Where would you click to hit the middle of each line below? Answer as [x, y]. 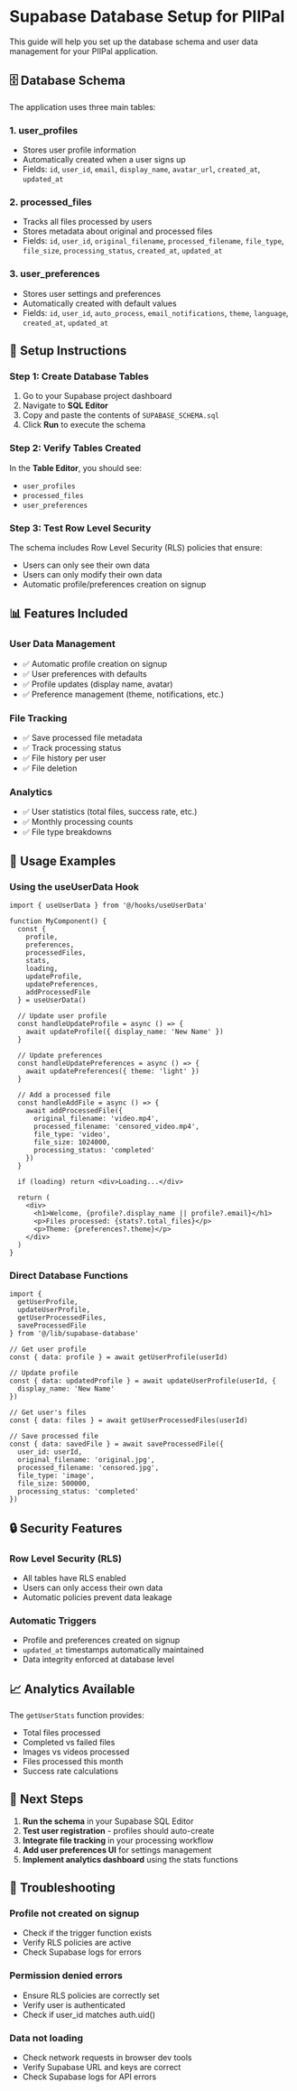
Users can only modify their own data [92, 574]
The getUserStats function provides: [77, 1715]
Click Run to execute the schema [84, 425]
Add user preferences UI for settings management [117, 1850]
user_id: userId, [50, 1452]
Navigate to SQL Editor [65, 406]
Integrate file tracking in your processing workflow [118, 1840]
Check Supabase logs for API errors [89, 2077]
